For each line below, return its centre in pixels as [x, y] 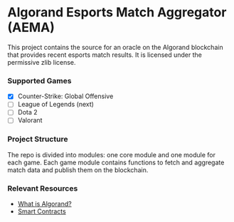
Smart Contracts [42, 211]
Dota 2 [27, 112]
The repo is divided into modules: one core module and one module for [111, 154]
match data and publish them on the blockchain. [78, 170]
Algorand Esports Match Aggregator [117, 12]
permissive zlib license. [42, 62]
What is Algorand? [45, 204]
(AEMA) [31, 27]
